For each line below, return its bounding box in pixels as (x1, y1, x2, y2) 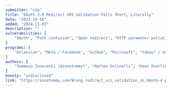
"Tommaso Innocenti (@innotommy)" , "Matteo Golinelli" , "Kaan (14, 64, 149, 69)
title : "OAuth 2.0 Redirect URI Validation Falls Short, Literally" (5, 12, 154, 17)
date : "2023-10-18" (5, 17, 47, 22)
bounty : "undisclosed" (5, 73, 53, 78)
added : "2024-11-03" (5, 21, 49, 27)
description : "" (5, 26, 40, 31)
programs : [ (5, 45, 31, 50)
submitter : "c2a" (5, 7, 42, 13)
